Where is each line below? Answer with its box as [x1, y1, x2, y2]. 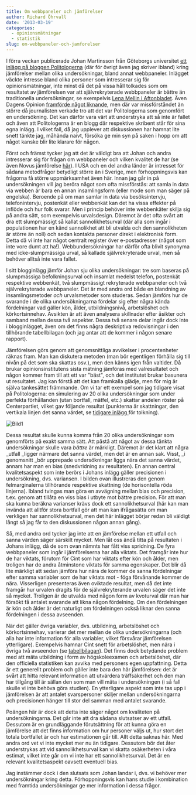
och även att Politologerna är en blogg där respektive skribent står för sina [6, 120, 185, 127]
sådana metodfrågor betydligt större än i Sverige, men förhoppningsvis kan [6, 168, 188, 175]
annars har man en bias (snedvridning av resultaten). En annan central [6, 462, 176, 469]
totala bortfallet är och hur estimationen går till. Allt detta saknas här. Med [6, 733, 183, 740]
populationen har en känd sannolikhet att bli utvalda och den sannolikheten [6, 224, 187, 231]
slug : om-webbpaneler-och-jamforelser [6, 42, 101, 47]
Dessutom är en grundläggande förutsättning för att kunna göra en [6, 721, 167, 728]
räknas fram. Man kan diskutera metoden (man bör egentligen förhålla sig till [6, 353, 191, 360]
